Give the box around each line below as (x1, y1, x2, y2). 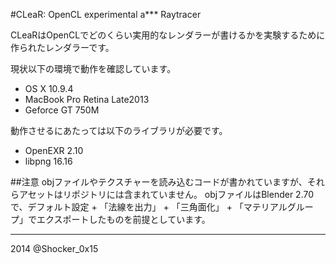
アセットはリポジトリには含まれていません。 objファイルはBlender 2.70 (18, 189, 315, 200)
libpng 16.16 (24, 155, 73, 167)
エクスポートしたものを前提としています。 (36, 214, 211, 225)
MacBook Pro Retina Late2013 (24, 94, 150, 105)
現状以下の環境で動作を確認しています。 (10, 63, 177, 74)
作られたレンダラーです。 (10, 42, 115, 53)
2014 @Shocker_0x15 (10, 243, 99, 254)
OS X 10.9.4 (24, 83, 74, 94)
